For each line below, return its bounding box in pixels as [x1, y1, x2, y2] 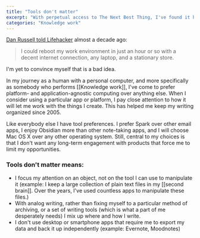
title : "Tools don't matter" [6, 8, 79, 15]
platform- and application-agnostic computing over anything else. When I [6, 90, 186, 97]
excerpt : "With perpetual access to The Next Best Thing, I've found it [6, 14, 190, 20]
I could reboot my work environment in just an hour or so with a [20, 48, 177, 55]
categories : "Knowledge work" [6, 20, 82, 26]
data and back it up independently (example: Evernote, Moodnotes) [14, 225, 180, 232]
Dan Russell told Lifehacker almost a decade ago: [6, 36, 127, 44]
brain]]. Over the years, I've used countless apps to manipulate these [14, 187, 185, 194]
